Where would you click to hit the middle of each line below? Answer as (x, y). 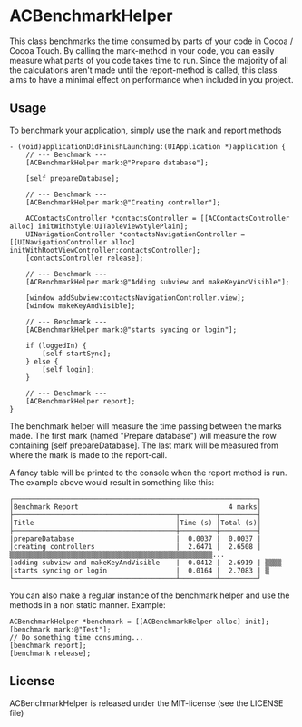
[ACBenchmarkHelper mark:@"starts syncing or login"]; (132, 329)
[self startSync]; (77, 354)
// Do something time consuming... (77, 637)
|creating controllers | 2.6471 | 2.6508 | (135, 546)
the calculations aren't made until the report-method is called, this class (143, 70)
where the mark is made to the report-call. (88, 454)
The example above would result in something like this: (112, 482)
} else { (42, 361)
